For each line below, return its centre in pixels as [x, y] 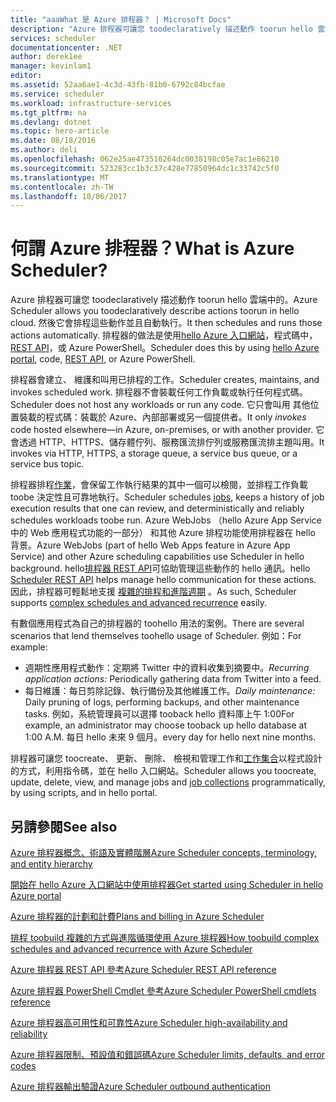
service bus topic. [47, 464]
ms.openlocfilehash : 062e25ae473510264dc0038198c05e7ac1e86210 [145, 159]
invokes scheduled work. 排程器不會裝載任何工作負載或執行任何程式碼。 [159, 392]
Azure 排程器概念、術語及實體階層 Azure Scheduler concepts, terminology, [163, 852]
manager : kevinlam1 [51, 66]
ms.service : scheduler [57, 94]
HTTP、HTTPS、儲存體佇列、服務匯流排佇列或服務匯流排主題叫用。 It [181, 442]
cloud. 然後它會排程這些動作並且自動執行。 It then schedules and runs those [166, 323]
